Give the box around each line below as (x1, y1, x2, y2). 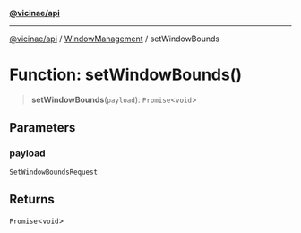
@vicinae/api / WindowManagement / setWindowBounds (9, 33, 220, 44)
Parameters (9, 120, 76, 135)
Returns (9, 192, 56, 207)
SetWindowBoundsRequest (9, 168, 99, 177)
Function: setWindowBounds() (9, 65, 243, 85)
